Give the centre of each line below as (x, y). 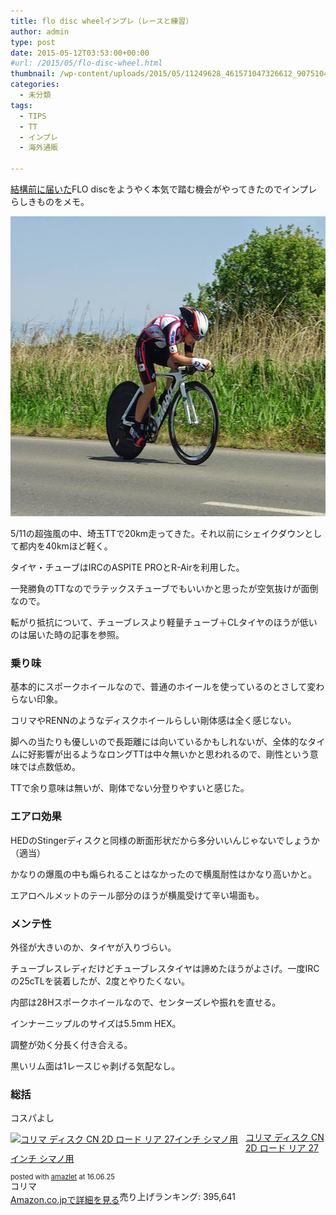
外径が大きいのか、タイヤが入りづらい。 (93, 947)
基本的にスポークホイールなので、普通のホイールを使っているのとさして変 (163, 687)
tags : (21, 105)
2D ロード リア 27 (282, 1147)
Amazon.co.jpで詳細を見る (65, 1199)
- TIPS (33, 116)
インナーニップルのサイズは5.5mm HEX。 (96, 1023)
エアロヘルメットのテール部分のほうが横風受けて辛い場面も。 (137, 895)
